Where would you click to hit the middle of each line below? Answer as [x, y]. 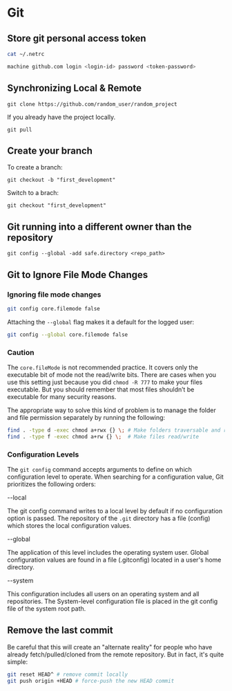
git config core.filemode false [54, 308]
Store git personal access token [77, 38]
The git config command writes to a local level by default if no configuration [115, 510]
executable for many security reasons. [62, 396]
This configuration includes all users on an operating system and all [103, 593]
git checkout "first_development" [57, 205]
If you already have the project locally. [61, 117]
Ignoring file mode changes [54, 294]
